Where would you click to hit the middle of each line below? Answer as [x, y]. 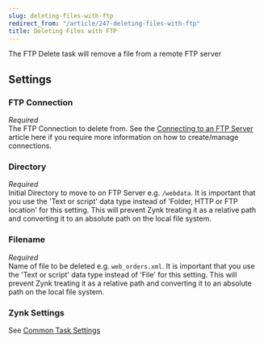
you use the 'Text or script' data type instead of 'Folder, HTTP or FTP [123, 201]
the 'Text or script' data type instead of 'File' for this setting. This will [123, 274]
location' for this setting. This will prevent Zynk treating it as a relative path [132, 210]
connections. [30, 146]
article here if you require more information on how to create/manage [124, 138]
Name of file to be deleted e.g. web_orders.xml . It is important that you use [132, 266]
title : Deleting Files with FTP [63, 31]
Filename [27, 239]
